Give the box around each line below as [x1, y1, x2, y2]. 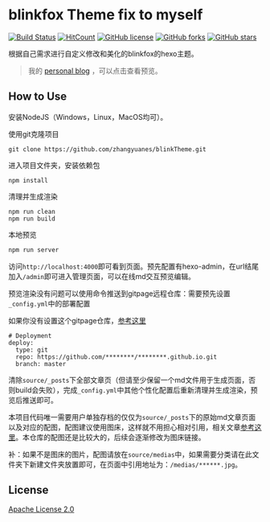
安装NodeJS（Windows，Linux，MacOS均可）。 [8, 112, 168, 121]
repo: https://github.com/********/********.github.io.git [15, 352, 218, 361]
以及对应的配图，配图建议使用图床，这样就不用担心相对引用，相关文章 [8, 422, 241, 432]
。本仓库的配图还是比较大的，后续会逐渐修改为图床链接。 [15, 432, 206, 442]
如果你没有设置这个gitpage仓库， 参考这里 [8, 315, 146, 325]
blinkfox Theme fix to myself [8, 6, 203, 24]
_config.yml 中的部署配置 [8, 298, 91, 308]
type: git [15, 346, 48, 354]
